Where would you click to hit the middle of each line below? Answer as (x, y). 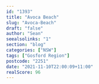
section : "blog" (26, 45)
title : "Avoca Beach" (33, 17)
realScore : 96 (24, 72)
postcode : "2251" (27, 61)
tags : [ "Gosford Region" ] (38, 56)
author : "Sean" (25, 34)
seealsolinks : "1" (29, 39)
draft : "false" (25, 28)
